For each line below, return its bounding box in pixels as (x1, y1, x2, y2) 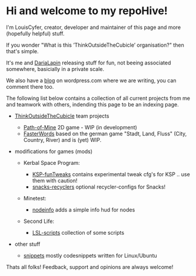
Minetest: (23, 194, 46, 202)
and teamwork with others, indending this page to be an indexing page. (6, 100, 179, 108)
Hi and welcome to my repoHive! (6, 4, 168, 18)
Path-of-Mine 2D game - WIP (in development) (23, 124, 137, 131)
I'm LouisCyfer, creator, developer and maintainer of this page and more (6, 24, 181, 31)
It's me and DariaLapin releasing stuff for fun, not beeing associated (6, 59, 171, 66)
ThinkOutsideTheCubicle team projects (14, 112, 109, 119)
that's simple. (6, 47, 39, 54)
